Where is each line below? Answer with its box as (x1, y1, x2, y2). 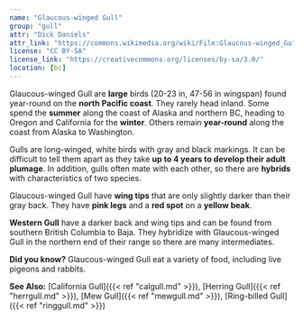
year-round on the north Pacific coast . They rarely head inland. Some (9, 97, 270, 108)
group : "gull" (9, 22, 63, 31)
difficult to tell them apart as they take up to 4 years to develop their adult (9, 153, 286, 164)
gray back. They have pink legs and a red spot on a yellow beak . (9, 199, 252, 210)
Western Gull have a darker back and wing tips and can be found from (9, 217, 272, 228)
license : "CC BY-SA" (9, 47, 87, 56)
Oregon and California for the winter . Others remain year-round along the (9, 116, 284, 127)
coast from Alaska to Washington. (9, 126, 135, 137)
